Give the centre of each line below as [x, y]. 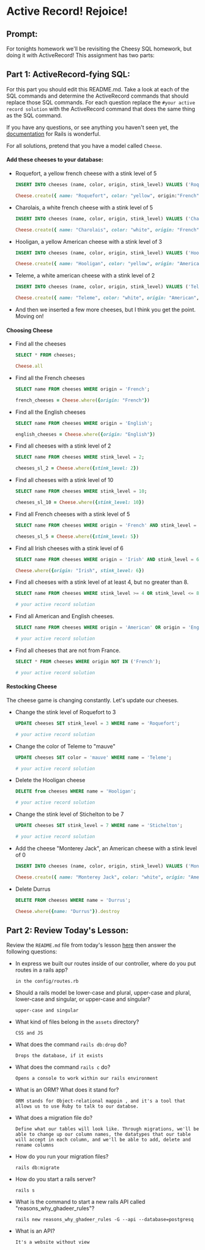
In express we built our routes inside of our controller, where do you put [105, 964]
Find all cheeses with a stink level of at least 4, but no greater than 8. [102, 582]
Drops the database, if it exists [59, 1056]
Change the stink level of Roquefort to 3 [65, 712]
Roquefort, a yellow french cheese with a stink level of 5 [86, 174]
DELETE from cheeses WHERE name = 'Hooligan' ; [76, 791]
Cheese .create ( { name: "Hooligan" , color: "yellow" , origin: [95, 264]
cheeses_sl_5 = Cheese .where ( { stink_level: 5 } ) [77, 536]
